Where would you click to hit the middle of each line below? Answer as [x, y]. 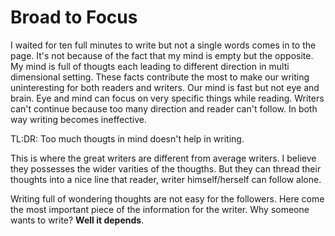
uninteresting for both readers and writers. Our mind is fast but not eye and [165, 87]
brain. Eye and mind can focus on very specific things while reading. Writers [167, 98]
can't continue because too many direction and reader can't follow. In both [164, 108]
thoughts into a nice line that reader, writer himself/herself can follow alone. [166, 179]
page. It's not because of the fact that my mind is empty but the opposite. [162, 55]
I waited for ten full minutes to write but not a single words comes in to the [163, 45]
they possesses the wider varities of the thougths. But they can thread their [166, 168]
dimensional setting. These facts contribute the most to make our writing [160, 77]
